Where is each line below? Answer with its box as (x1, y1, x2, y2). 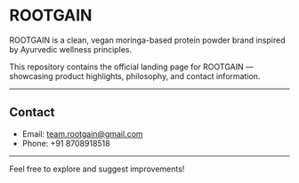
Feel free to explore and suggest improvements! (9, 163, 185, 174)
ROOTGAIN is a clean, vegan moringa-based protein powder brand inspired (9, 35, 286, 45)
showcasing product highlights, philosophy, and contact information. (9, 70, 261, 81)
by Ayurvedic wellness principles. (9, 44, 132, 54)
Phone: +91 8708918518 (21, 138, 110, 148)
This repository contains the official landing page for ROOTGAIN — (9, 61, 254, 72)
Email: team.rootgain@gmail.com (21, 128, 144, 139)
